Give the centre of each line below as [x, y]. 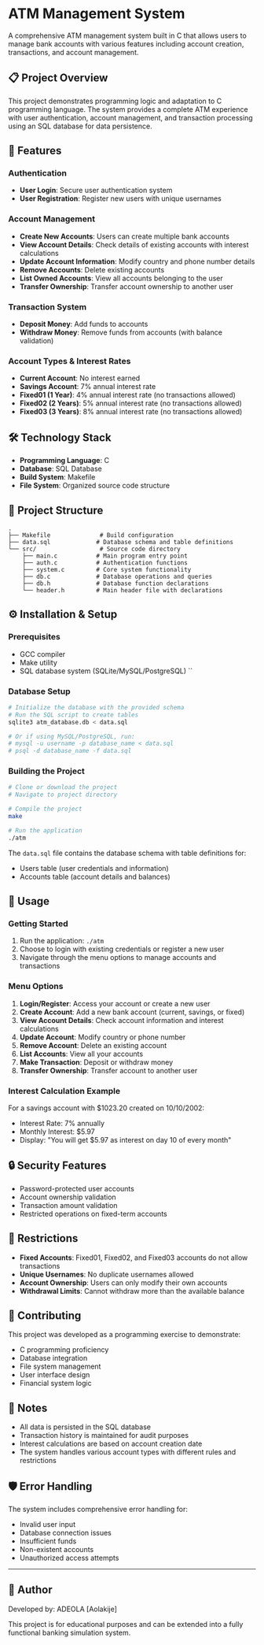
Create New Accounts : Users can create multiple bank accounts [125, 236]
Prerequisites [34, 637]
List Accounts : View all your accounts [81, 1054]
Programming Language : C [64, 461]
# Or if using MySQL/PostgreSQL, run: [71, 736]
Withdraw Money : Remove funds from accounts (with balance [121, 332]
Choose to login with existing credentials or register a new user [122, 949]
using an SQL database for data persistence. [80, 126]
